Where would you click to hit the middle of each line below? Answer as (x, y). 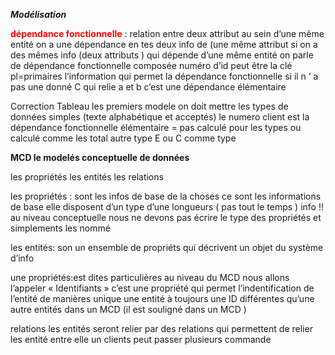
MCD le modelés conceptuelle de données (100, 157)
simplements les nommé (60, 228)
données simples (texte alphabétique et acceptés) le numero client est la (160, 117)
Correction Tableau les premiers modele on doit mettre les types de (149, 106)
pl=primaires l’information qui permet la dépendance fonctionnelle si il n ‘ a (164, 76)
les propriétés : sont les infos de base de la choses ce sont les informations (166, 196)
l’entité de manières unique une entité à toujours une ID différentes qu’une (162, 298)
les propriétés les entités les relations (87, 177)
